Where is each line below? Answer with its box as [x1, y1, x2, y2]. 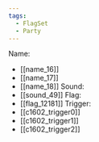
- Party [15, 27, 42, 35]
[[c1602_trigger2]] [19, 124, 80, 134]
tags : [8, 11, 27, 20]
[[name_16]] [19, 65, 60, 74]
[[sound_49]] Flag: [19, 90, 82, 100]
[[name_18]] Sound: [19, 81, 85, 91]
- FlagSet [15, 19, 48, 27]
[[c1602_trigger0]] [19, 107, 80, 117]
